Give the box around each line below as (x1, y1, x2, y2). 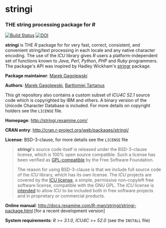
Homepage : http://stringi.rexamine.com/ (5, 118, 88, 124)
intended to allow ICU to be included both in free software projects (17, 188, 154, 194)
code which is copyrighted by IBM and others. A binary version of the (5, 97, 147, 103)
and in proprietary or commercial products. (17, 193, 106, 199)
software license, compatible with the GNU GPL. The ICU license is (17, 182, 154, 188)
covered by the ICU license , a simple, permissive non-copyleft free (17, 177, 154, 183)
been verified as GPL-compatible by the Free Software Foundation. (17, 157, 154, 163)
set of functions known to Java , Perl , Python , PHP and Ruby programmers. (5, 58, 158, 64)
